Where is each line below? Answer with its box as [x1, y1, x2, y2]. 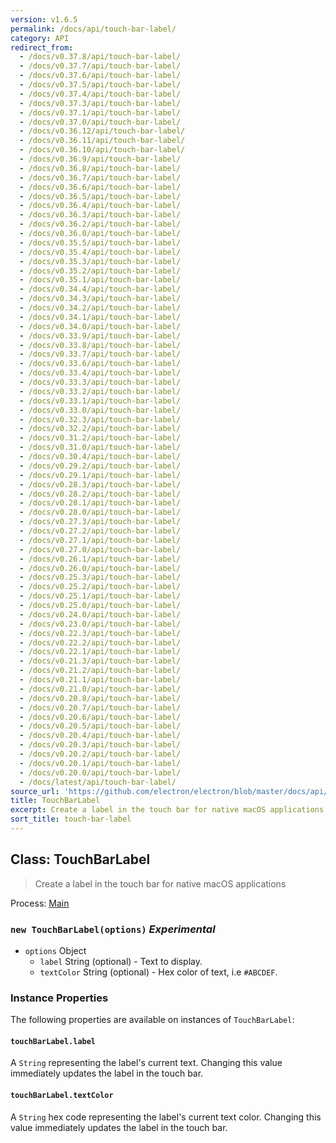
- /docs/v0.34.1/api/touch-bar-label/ [19, 312, 182, 322]
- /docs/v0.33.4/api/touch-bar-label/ [19, 368, 182, 378]
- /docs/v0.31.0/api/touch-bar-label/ [19, 442, 182, 453]
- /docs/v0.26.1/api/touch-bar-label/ [19, 554, 182, 564]
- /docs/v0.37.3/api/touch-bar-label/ [19, 98, 182, 108]
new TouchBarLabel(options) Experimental [10, 922, 216, 936]
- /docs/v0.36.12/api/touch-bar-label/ [19, 126, 186, 136]
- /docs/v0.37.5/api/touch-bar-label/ [19, 80, 182, 90]
